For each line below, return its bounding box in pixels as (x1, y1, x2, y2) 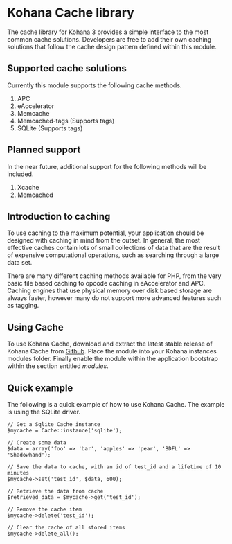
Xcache (17, 183, 39, 191)
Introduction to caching (7, 210, 111, 222)
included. (7, 170, 34, 178)
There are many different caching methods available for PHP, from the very (7, 272, 222, 280)
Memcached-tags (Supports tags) (17, 116, 115, 125)
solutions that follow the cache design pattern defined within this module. (7, 42, 217, 51)
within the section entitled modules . (7, 362, 109, 370)
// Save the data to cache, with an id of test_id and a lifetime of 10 (7, 464, 222, 471)
